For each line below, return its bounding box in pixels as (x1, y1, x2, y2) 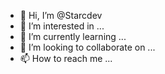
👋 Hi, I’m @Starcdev (19, 10, 103, 21)
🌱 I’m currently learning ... (19, 31, 127, 42)
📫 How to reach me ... (19, 53, 113, 64)
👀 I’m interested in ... (19, 20, 105, 32)
